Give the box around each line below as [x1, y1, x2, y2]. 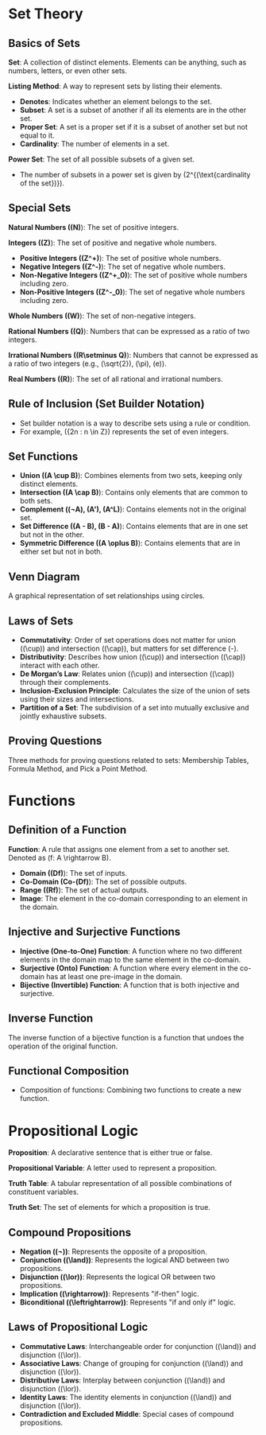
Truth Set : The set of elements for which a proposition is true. [8, 1203, 210, 1212]
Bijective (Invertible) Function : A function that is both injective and [19, 980, 240, 990]
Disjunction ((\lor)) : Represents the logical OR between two [19, 1272, 216, 1281]
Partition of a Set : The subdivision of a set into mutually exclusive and [19, 703, 249, 713]
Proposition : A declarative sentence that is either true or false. [8, 1148, 213, 1157]
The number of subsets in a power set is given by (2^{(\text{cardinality [19, 170, 251, 179]
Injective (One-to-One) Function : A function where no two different [19, 946, 242, 955]
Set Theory [8, 5, 83, 23]
